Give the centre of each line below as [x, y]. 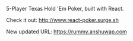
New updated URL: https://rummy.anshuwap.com [66, 31]
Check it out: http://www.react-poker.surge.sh [62, 20]
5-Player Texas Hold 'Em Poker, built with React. [65, 9]
